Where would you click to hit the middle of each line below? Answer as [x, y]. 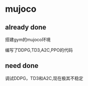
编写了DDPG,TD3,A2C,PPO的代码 [39, 50]
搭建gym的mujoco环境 [28, 40]
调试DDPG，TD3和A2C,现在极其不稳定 [44, 78]
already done [26, 27]
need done [22, 66]
